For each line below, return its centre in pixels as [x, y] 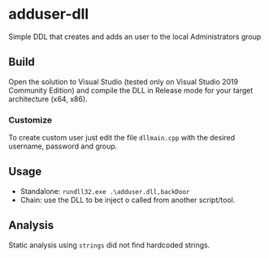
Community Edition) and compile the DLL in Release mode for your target [131, 90]
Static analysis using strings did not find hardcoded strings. [109, 245]
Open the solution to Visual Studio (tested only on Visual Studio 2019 [123, 81]
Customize [30, 120]
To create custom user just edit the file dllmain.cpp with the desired [122, 138]
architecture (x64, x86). [48, 99]
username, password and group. [63, 146]
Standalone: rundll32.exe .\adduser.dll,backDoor [105, 191]
